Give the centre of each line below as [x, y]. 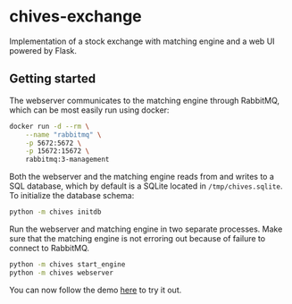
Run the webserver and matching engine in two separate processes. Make [146, 229]
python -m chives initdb [55, 212]
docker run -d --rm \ [50, 126]
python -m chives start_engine [67, 265]
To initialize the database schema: [72, 196]
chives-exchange [76, 17]
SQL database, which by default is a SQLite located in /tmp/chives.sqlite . [146, 186]
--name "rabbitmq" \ [63, 135]
